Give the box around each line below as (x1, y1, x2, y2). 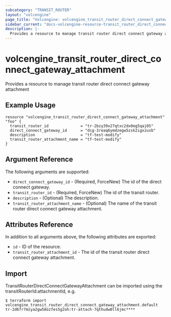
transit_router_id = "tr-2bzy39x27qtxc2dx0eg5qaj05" (10, 123, 154, 128)
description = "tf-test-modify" (10, 132, 122, 138)
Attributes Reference (5, 220, 73, 229)
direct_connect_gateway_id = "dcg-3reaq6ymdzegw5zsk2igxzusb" (10, 128, 156, 133)
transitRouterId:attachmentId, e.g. (5, 288, 76, 295)
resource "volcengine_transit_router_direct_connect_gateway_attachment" (5, 114, 165, 120)
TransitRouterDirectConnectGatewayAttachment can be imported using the (5, 283, 163, 289)
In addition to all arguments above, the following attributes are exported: (5, 234, 157, 240)
